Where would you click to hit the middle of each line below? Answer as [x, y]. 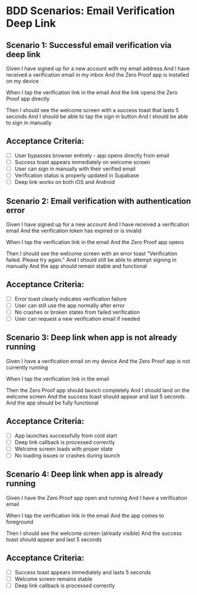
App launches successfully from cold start [66, 435]
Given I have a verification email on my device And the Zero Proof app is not [98, 361]
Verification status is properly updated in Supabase [77, 175]
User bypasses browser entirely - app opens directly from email [92, 155]
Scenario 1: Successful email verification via [89, 45]
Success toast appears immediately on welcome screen [82, 162]
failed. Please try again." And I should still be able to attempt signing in [91, 259]
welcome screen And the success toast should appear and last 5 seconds [96, 396]
